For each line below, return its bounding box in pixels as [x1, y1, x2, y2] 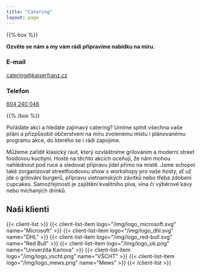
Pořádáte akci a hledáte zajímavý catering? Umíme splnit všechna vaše [6, 124, 183, 131]
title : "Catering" [6, 8, 53, 15]
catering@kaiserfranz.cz [6, 71, 68, 79]
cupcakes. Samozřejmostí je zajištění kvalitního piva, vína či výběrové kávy [6, 181, 193, 188]
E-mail [6, 58, 26, 66]
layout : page [6, 15, 39, 21]
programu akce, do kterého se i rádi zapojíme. [6, 137, 121, 144]
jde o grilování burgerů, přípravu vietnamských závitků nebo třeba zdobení [6, 174, 192, 181]
